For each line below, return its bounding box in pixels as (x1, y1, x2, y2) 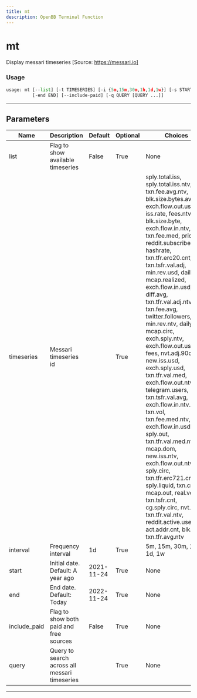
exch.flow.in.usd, (145, 283, 192, 291)
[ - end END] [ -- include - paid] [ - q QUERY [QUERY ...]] (32, 92, 164, 98)
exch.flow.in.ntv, (145, 224, 191, 233)
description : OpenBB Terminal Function (6, 14, 104, 20)
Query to (49, 647, 74, 655)
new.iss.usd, (145, 357, 180, 365)
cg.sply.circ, (145, 504, 179, 512)
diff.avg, (145, 290, 168, 298)
